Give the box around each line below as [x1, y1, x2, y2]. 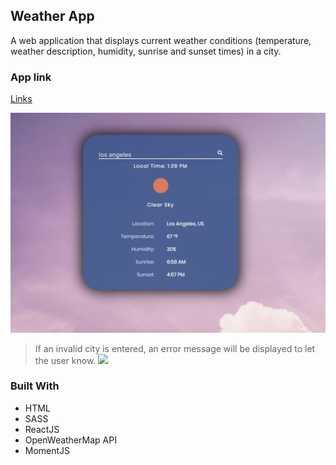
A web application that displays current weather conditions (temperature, [10, 34, 312, 46]
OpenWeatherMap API [24, 434, 117, 446]
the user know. [34, 354, 97, 366]
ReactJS [24, 423, 60, 435]
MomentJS [24, 444, 71, 456]
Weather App [10, 8, 95, 25]
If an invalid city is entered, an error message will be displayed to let [34, 342, 316, 354]
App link [10, 70, 52, 84]
